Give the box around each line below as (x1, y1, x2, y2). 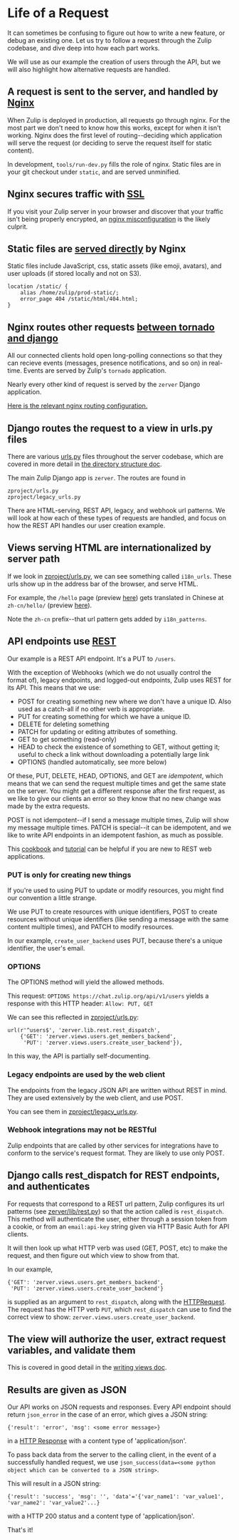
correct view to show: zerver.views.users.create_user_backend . (7, 1313, 196, 1321)
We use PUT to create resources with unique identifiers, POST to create (7, 907, 218, 916)
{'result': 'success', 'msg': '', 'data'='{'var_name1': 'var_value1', (7, 1493, 224, 1501)
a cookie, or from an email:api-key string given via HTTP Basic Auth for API (7, 1222, 230, 1231)
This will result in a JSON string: (7, 1479, 101, 1488)
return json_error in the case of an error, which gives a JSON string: (7, 1410, 208, 1419)
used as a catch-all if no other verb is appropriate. (17, 704, 165, 713)
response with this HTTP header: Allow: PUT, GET (7, 999, 154, 1008)
